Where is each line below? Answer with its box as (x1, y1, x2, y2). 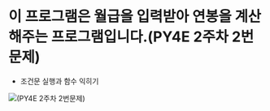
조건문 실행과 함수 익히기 (20, 76, 99, 86)
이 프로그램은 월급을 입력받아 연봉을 (8, 7, 232, 26)
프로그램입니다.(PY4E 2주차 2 (50, 28, 242, 46)
